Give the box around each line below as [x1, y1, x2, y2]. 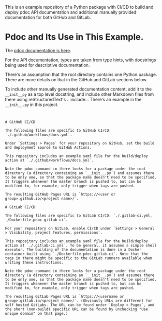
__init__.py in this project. [5, 102, 59, 107]
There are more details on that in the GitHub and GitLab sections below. [5, 76, 147, 82]
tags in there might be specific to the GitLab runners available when [5, 255, 152, 261]
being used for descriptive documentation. [5, 62, 90, 68]
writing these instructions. [5, 260, 64, 265]
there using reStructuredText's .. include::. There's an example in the [5, 96, 142, 102]
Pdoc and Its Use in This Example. [5, 32, 144, 43]
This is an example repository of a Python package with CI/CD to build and [5, 4, 154, 10]
